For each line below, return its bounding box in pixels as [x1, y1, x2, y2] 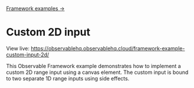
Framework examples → [6, 5, 65, 12]
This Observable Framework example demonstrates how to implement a [6, 62, 181, 69]
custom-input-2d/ [6, 51, 50, 58]
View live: [6, 45, 29, 52]
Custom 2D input [6, 26, 91, 39]
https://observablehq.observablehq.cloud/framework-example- [30, 45, 185, 52]
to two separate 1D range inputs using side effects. [6, 75, 130, 82]
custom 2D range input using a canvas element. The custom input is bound [6, 69, 189, 76]
